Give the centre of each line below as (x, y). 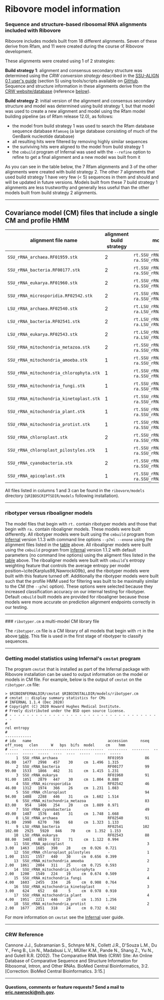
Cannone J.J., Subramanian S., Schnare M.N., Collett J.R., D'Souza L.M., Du (81, 945)
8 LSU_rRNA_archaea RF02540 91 (83, 818)
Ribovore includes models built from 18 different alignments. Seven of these (81, 41)
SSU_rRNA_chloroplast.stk (38, 437)
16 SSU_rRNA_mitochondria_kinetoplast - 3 (82, 887)
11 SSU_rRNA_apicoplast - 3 (82, 844)
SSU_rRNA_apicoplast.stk (36, 476)
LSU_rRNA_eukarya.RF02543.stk (43, 335)
